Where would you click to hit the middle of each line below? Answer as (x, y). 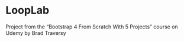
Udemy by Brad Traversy (36, 33)
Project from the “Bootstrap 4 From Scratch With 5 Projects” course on (92, 27)
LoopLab (28, 10)
